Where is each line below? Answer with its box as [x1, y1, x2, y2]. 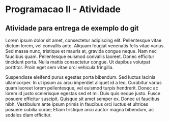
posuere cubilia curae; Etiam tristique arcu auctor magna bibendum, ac [5, 107, 154, 112]
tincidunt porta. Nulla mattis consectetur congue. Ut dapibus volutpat [5, 59, 151, 65]
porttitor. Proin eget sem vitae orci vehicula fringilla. [5, 65, 114, 70]
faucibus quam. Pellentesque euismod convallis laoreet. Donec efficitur [5, 53, 155, 59]
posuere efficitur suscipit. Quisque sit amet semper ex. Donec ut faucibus [5, 96, 160, 102]
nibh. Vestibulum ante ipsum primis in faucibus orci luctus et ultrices [5, 101, 149, 107]
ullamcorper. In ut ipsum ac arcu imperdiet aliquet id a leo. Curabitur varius [5, 80, 162, 85]
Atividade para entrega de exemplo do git [5, 24, 139, 33]
